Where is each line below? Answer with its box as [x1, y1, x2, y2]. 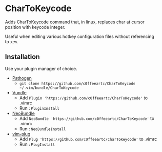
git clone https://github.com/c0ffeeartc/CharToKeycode [19, 81, 136, 86]
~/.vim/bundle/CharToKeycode [19, 85, 79, 90]
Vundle [12, 89, 27, 95]
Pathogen [12, 75, 32, 81]
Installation [5, 53, 40, 61]
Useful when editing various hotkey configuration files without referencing [5, 34, 155, 39]
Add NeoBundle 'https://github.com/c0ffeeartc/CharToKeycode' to [19, 115, 155, 121]
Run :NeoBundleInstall [19, 126, 66, 132]
